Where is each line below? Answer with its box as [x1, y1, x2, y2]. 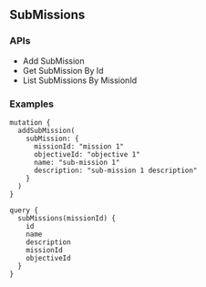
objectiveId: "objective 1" [33, 149, 141, 159]
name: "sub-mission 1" [33, 158, 120, 167]
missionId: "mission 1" [33, 141, 125, 151]
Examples [9, 97, 55, 110]
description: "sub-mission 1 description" [33, 166, 198, 175]
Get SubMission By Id [22, 65, 104, 76]
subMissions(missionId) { [17, 213, 117, 222]
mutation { [9, 118, 51, 127]
